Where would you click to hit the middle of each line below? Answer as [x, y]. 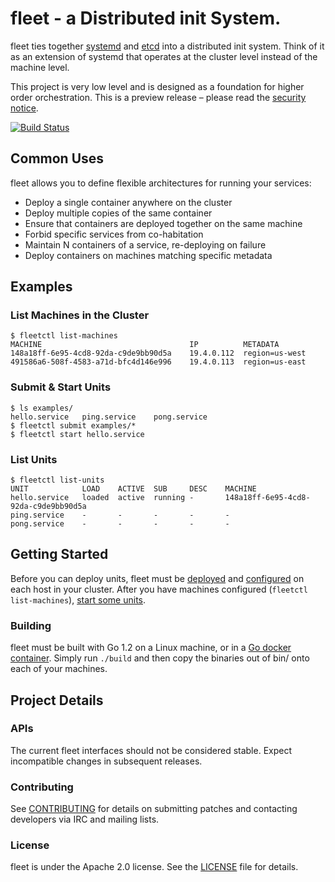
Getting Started [59, 554]
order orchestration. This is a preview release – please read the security [158, 97]
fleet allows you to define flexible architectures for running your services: [161, 183]
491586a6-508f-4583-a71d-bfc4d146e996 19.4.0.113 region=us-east [158, 362]
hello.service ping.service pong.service [109, 417]
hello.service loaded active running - [102, 498]
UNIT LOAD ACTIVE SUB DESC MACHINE [133, 489]
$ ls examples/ [42, 408]
